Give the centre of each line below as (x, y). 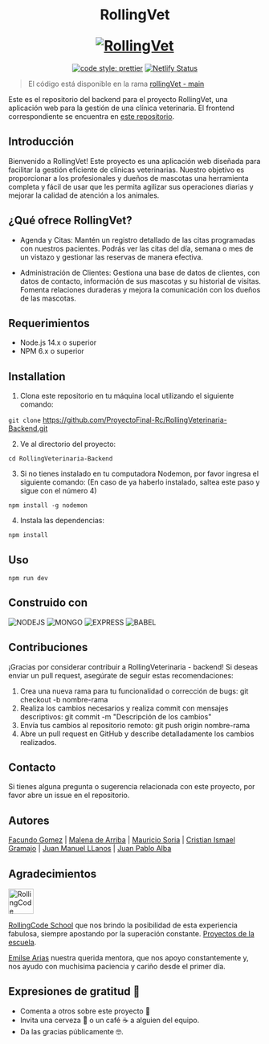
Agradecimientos (53, 874)
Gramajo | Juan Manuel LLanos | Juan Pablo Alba (90, 849)
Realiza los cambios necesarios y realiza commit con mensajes (124, 708)
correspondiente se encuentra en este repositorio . (92, 116)
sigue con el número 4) (59, 491)
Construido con (48, 603)
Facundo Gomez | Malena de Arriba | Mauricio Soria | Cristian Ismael (122, 840)
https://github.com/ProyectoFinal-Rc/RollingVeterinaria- (135, 420)
